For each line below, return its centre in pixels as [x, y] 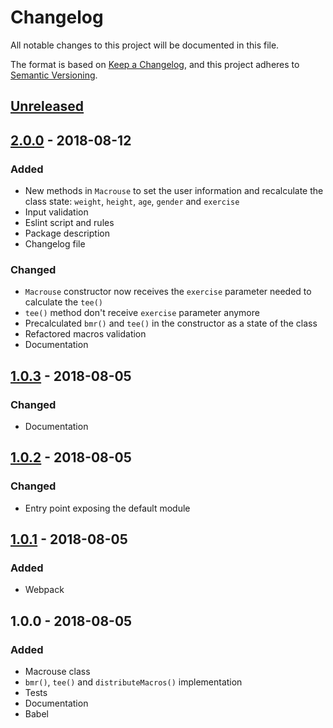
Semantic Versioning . [54, 75]
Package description [67, 233]
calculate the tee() [64, 302]
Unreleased [47, 106]
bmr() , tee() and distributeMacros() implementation [133, 682]
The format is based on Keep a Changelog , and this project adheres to [155, 64]
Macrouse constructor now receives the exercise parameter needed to [168, 292]
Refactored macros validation [85, 334]
